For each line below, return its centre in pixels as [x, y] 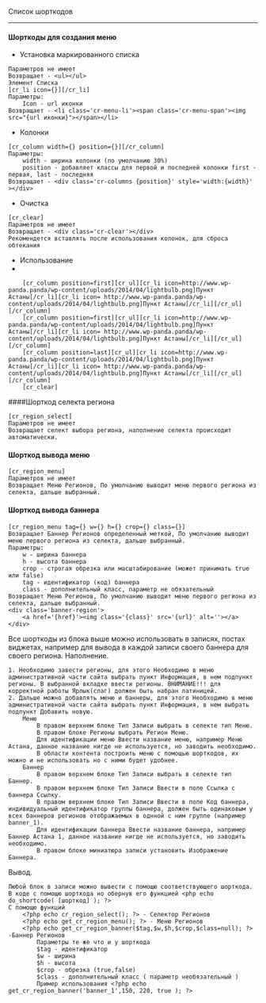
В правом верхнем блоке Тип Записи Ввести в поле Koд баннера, [143, 802]
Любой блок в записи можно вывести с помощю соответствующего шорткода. [131, 886]
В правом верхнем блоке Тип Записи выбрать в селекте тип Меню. [145, 725]
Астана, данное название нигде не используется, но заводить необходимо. [133, 746]
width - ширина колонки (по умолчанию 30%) [95, 161]
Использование [46, 260]
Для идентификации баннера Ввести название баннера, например [141, 829]
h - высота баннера [55, 561]
